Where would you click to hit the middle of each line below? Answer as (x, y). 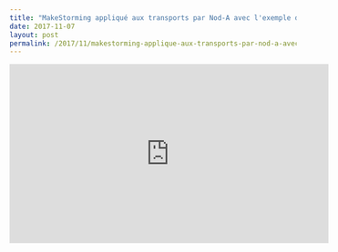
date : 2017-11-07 (42, 26)
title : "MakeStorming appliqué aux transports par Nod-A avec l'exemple (150, 18)
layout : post (34, 35)
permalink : (30, 43)
